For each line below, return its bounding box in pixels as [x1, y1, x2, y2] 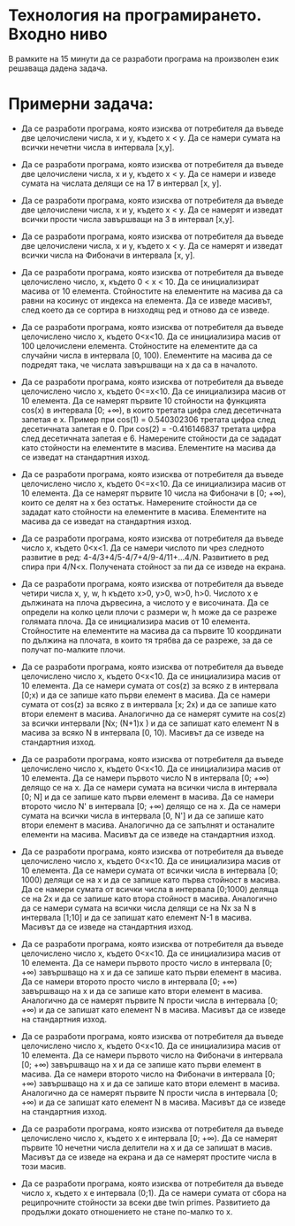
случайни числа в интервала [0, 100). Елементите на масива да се [20, 350, 273, 360]
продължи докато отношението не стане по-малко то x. [20, 1206, 233, 1217]
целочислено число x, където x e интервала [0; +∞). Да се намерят [20, 1132, 278, 1143]
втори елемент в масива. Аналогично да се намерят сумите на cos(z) [20, 708, 286, 719]
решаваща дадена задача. [8, 63, 108, 73]
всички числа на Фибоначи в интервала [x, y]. [20, 250, 195, 260]
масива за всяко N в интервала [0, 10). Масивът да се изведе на [20, 727, 265, 737]
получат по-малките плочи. [20, 644, 125, 655]
